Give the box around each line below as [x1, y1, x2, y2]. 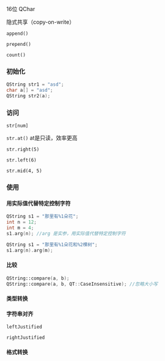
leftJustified [6, 324, 43, 330]
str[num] [6, 123, 29, 129]
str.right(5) [6, 146, 40, 153]
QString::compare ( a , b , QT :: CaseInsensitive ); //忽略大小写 [6, 281, 158, 287]
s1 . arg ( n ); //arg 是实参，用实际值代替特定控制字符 [6, 230, 127, 237]
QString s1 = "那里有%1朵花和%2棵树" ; [6, 241, 98, 248]
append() [6, 31, 29, 37]
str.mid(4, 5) [6, 168, 43, 174]
